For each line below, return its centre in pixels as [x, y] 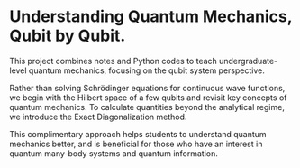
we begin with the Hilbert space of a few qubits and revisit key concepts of [148, 98]
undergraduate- [249, 61]
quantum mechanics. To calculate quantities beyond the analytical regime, [147, 107]
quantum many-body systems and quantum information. [114, 153]
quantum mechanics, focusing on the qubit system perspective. [147, 70]
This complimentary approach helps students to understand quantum [138, 134]
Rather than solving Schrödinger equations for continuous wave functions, [147, 88]
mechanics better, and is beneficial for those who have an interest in [136, 144]
